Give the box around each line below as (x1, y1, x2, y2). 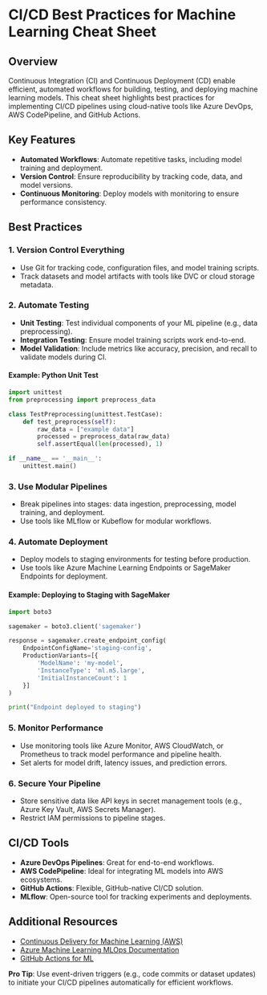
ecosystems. (19, 875, 63, 884)
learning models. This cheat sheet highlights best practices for (8, 93, 215, 102)
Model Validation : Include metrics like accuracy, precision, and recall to (19, 343, 258, 353)
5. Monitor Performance (8, 722, 104, 733)
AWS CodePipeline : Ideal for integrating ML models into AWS (19, 866, 224, 875)
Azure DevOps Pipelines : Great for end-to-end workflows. (19, 857, 215, 867)
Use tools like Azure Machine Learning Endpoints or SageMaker (19, 563, 231, 573)
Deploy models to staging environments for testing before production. (19, 554, 251, 564)
